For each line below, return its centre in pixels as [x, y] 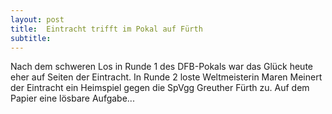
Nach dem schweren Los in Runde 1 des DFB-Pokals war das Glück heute [161, 67]
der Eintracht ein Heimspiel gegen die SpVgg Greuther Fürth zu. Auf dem [160, 88]
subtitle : [31, 38]
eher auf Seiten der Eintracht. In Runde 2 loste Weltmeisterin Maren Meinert [166, 77]
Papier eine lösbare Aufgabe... [72, 98]
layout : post [37, 19]
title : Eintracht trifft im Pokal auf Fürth [106, 29]
